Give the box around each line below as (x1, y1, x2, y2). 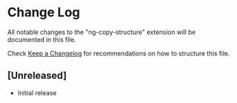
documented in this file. (7, 35, 77, 43)
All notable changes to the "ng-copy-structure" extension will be (7, 28, 197, 36)
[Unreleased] (7, 70, 67, 82)
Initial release (17, 88, 57, 97)
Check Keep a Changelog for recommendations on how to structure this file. (7, 49, 231, 58)
